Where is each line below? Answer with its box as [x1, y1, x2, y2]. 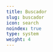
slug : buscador [6, 14, 45, 20]
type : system [6, 31, 39, 37]
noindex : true [6, 25, 42, 32]
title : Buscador [6, 8, 47, 15]
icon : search [6, 20, 39, 26]
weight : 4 [6, 36, 31, 42]
